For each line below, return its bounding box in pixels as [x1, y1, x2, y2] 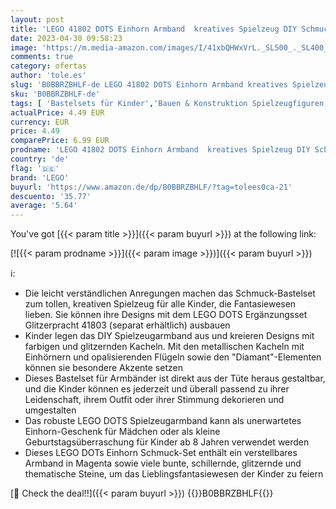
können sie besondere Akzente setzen [24, 362, 183, 374]
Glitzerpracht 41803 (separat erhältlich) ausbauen [24, 319, 231, 331]
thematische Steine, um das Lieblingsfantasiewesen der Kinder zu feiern [24, 468, 324, 480]
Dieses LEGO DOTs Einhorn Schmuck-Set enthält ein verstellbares [24, 447, 298, 459]
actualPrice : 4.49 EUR [10, 107, 105, 118]
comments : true [10, 52, 74, 62]
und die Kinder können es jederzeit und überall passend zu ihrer [24, 383, 290, 395]
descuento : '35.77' [10, 191, 92, 201]
